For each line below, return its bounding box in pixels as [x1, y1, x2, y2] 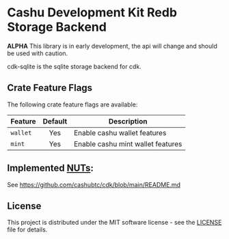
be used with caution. [7, 49, 68, 57]
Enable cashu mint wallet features [74, 139, 183, 148]
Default [42, 116, 68, 126]
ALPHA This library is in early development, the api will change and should [7, 42, 217, 50]
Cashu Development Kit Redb [7, 5, 178, 20]
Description [108, 116, 148, 126]
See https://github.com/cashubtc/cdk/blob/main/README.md [7, 180, 181, 188]
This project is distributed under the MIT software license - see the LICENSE [7, 219, 222, 227]
